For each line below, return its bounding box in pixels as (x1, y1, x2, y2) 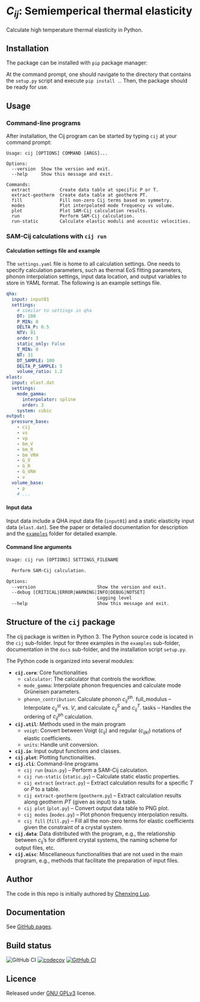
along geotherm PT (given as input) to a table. (23, 798, 137, 805)
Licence (6, 973, 37, 984)
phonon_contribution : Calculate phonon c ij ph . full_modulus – (23, 694, 171, 704)
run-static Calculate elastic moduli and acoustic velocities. (11, 218, 191, 225)
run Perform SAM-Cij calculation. (11, 213, 135, 219)
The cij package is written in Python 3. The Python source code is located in (6, 633, 194, 640)
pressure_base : (11, 418, 50, 425)
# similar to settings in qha (17, 307, 93, 313)
